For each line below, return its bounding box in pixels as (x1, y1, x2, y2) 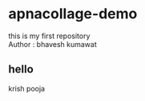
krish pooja (8, 84, 46, 93)
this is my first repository (8, 31, 91, 41)
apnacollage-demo (8, 5, 138, 23)
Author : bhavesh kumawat (8, 39, 98, 49)
